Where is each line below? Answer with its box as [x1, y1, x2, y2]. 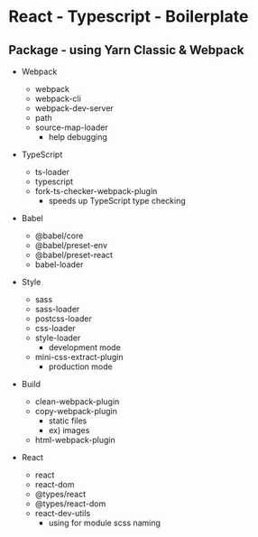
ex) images [48, 425, 90, 435]
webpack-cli [34, 93, 82, 104]
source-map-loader [34, 122, 109, 133]
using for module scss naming [48, 517, 161, 528]
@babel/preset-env [34, 240, 108, 250]
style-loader [34, 332, 81, 343]
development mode [48, 342, 121, 353]
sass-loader [34, 304, 80, 314]
